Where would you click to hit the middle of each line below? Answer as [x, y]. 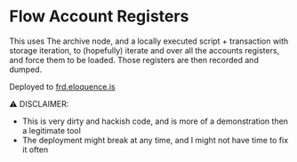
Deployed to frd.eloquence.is [62, 86]
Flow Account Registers [99, 16]
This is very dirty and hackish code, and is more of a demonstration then [155, 121]
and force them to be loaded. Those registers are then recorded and [134, 60]
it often [35, 150]
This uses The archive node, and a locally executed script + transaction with [149, 41]
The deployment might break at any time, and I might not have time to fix [155, 140]
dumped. [26, 69]
